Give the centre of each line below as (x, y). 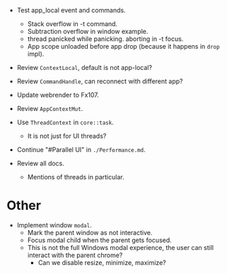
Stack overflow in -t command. (72, 24)
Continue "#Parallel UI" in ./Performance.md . (81, 150)
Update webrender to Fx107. (58, 95)
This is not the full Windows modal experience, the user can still (120, 247)
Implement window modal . (54, 225)
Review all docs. (41, 163)
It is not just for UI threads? (67, 136)
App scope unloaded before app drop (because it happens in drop (123, 46)
